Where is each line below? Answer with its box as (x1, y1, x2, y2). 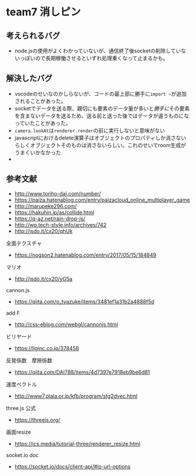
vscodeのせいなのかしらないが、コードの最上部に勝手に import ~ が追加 (14, 90, 187, 97)
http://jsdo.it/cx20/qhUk (14, 227, 73, 234)
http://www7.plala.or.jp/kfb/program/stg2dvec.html (14, 392, 137, 400)
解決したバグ (6, 73, 53, 83)
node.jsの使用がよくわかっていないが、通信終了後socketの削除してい (14, 48, 181, 54)
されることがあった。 (14, 98, 66, 105)
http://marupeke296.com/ (14, 202, 77, 209)
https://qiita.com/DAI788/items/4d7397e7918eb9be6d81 (14, 368, 150, 376)
